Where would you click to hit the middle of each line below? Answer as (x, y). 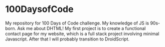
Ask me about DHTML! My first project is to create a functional (82, 28)
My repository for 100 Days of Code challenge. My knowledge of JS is (77, 23)
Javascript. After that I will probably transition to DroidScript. (67, 39)
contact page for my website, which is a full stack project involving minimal (82, 33)
